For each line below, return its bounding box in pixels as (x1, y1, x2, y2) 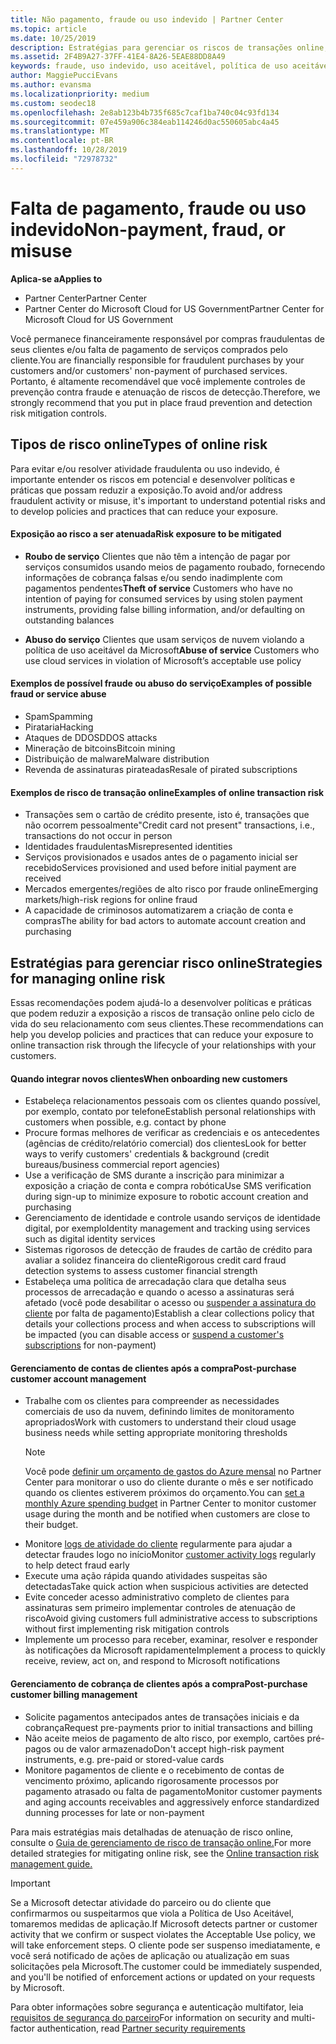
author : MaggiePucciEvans (10, 71, 118, 81)
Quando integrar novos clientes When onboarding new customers (10, 1072, 288, 1085)
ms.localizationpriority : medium (10, 89, 150, 99)
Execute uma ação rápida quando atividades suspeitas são (24, 1570, 268, 1582)
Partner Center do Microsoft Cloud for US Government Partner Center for (24, 302, 325, 315)
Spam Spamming (24, 710, 93, 722)
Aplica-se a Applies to (10, 272, 103, 285)
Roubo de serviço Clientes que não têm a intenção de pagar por (24, 550, 291, 562)
